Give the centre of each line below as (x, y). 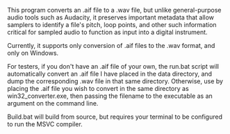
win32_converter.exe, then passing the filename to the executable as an (110, 96)
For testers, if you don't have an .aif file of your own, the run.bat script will (113, 66)
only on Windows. (33, 53)
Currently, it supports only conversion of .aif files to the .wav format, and (111, 45)
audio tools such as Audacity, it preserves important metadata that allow (110, 17)
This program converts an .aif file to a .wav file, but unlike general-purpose (114, 10)
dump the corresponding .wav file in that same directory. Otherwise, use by (115, 81)
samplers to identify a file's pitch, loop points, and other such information (112, 25)
